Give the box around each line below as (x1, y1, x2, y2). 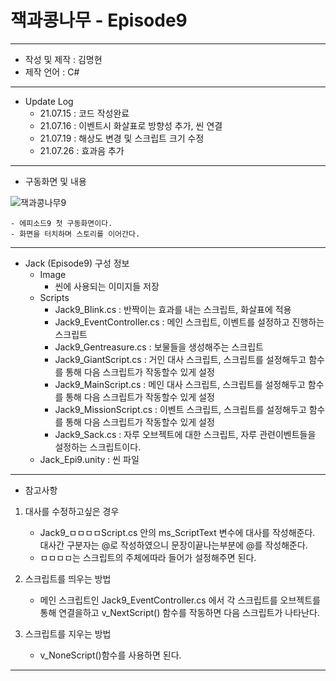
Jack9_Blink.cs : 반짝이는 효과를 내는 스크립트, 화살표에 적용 (54, 303, 292, 315)
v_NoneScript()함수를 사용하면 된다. (39, 649, 182, 661)
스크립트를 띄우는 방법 (24, 572, 112, 585)
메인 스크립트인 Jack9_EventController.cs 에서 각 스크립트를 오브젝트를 (39, 594, 321, 606)
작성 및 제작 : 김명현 (24, 53, 103, 65)
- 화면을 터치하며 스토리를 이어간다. (10, 229, 141, 239)
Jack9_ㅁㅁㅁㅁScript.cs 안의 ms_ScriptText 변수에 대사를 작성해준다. (39, 526, 316, 538)
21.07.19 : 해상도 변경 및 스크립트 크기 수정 (39, 132, 205, 144)
